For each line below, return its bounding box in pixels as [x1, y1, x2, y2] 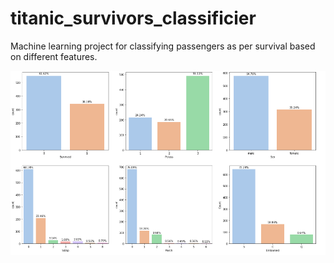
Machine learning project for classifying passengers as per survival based [10, 40, 316, 52]
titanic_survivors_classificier [10, 7, 257, 30]
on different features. [10, 50, 98, 62]
